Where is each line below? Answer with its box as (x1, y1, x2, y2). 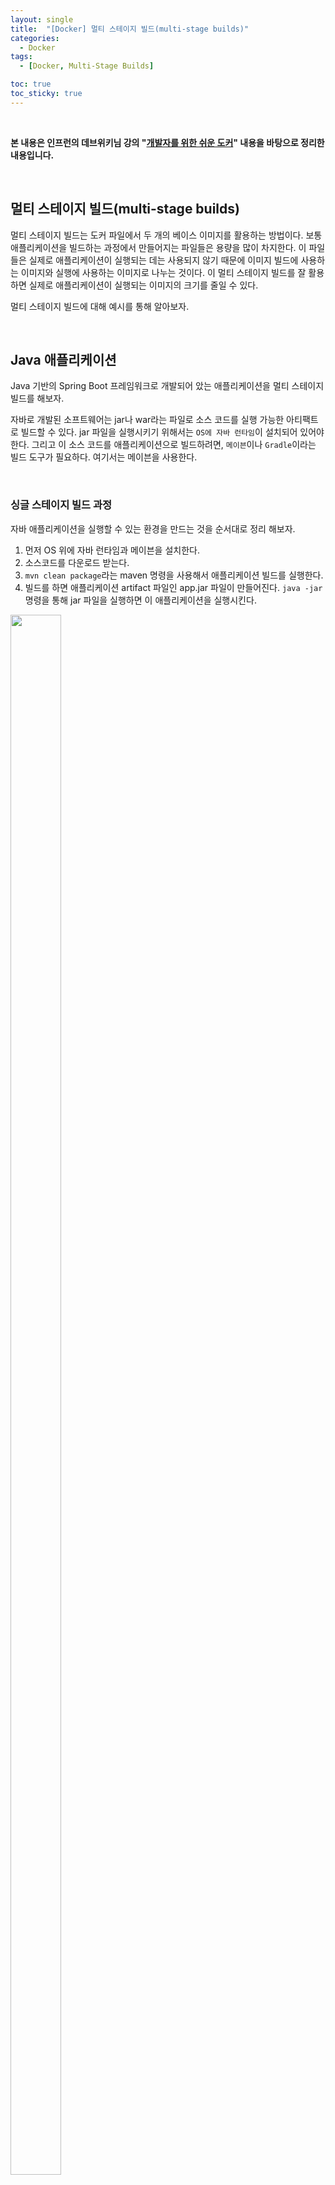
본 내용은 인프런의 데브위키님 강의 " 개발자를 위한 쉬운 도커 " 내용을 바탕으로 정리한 (10, 136, 325, 148)
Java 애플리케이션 (10, 351, 117, 368)
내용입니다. (10, 149, 55, 161)
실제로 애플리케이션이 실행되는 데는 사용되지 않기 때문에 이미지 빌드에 (28, 254, 299, 266)
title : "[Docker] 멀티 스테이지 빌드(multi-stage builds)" (10, 24, 250, 34)
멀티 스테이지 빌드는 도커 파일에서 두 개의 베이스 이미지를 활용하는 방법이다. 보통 (10, 229, 323, 241)
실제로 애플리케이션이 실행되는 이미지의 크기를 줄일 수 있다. (28, 279, 259, 291)
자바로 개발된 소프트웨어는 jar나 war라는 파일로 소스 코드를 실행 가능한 (10, 414, 285, 426)
